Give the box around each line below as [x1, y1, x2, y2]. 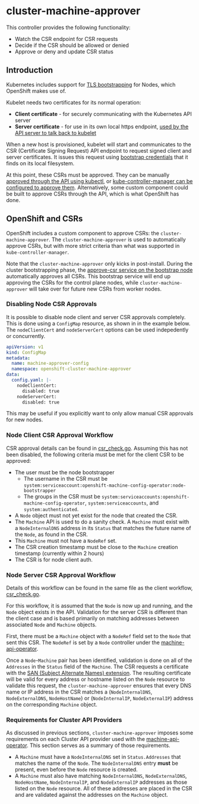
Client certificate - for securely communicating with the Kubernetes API [14, 110, 192, 117]
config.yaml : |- [11, 377, 52, 383]
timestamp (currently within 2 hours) [14, 550, 105, 557]
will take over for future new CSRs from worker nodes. [29, 285, 162, 292]
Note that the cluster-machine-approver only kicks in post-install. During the [6, 260, 193, 267]
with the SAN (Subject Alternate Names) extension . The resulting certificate [6, 670, 191, 677]
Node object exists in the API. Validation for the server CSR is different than [6, 608, 188, 616]
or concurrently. [6, 332, 46, 339]
